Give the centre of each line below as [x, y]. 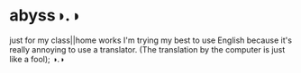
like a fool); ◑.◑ [37, 59]
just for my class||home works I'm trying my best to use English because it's [151, 40]
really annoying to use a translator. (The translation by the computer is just [147, 49]
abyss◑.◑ [45, 16]
